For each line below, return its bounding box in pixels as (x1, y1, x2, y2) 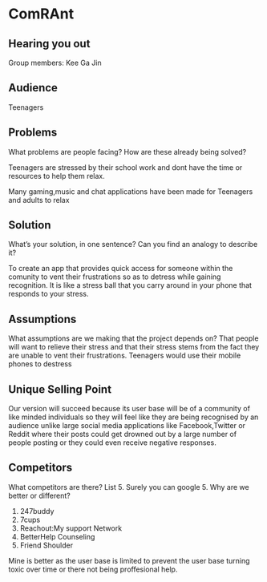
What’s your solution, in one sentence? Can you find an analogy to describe (8, 240, 258, 249)
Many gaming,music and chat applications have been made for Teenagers (8, 186, 253, 196)
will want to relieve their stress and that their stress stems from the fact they (8, 342, 260, 352)
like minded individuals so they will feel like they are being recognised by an (8, 412, 259, 422)
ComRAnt (8, 5, 75, 23)
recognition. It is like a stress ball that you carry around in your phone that (8, 281, 253, 290)
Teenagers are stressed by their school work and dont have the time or (8, 162, 243, 172)
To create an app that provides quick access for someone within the (8, 264, 233, 273)
